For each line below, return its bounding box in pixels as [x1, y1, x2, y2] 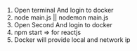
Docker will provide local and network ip [13, 36, 131, 44]
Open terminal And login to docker [13, 6, 114, 14]
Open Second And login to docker [13, 21, 112, 29]
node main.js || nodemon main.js [13, 13, 109, 22]
